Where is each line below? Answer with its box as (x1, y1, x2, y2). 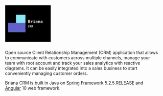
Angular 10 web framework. (5, 85, 61, 91)
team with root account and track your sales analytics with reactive (5, 60, 140, 66)
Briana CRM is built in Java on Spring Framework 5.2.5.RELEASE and (5, 80, 143, 86)
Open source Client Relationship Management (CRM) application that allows (5, 49, 158, 55)
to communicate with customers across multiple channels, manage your (5, 54, 150, 61)
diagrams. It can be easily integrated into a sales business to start (5, 65, 138, 71)
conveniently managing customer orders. (5, 70, 88, 76)
